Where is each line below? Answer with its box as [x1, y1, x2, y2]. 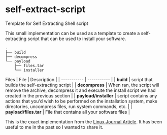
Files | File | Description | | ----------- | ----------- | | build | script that [5, 76, 153, 82]
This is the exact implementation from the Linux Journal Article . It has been [5, 118, 162, 125]
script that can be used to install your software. [27, 36, 126, 42]
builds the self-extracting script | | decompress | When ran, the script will [5, 82, 159, 88]
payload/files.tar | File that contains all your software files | [5, 109, 130, 115]
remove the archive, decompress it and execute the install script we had [5, 87, 156, 93]
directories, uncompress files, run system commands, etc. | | [5, 103, 132, 110]
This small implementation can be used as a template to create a [5, 30, 140, 36]
